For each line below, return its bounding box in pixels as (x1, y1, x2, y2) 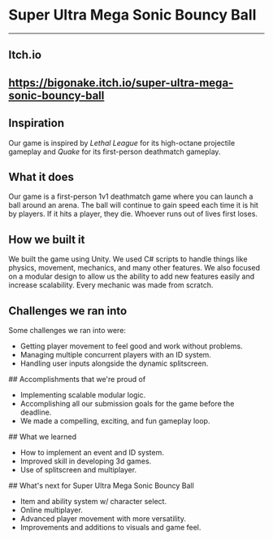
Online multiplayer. (19, 505, 83, 515)
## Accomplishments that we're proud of (8, 374, 146, 384)
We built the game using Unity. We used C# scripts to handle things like (8, 254, 248, 264)
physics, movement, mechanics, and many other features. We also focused (8, 263, 260, 273)
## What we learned (8, 432, 77, 441)
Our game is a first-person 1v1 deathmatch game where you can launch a (8, 191, 253, 201)
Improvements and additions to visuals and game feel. (19, 522, 201, 532)
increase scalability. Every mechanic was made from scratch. (8, 280, 214, 290)
